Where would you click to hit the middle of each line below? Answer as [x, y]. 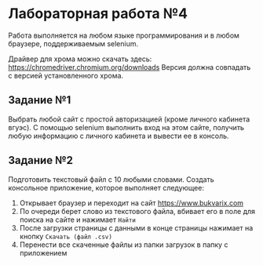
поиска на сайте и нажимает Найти [77, 220]
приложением [43, 252]
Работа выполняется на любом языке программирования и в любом [124, 35]
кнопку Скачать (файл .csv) [66, 236]
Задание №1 [40, 100]
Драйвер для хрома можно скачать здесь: [80, 59]
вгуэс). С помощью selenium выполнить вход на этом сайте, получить [126, 127]
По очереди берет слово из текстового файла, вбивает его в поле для [137, 211]
